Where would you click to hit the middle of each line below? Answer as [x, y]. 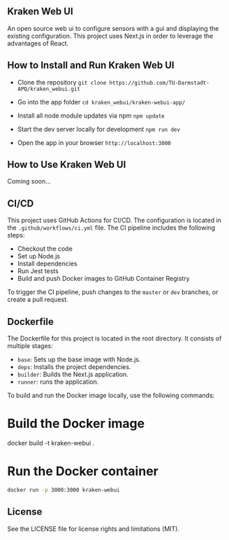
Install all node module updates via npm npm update [91, 116]
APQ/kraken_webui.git [49, 89]
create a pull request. [38, 300]
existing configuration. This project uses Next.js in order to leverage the [110, 36]
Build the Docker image [76, 424]
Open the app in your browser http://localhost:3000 [94, 142]
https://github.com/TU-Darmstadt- [159, 83]
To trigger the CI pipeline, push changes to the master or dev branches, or [113, 292]
